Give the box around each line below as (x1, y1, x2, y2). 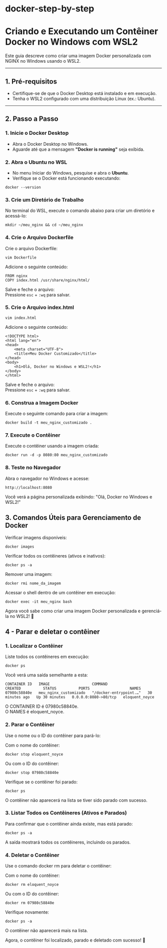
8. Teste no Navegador (5, 464, 61, 471)
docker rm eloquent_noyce (5, 882, 59, 887)
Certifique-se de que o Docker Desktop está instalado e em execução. (12, 90, 157, 96)
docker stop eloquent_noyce (5, 752, 64, 757)
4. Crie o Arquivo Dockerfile (5, 234, 74, 241)
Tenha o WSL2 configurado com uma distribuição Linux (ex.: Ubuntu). (12, 95, 156, 101)
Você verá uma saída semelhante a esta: (5, 672, 88, 678)
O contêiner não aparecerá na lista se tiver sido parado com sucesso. (5, 797, 148, 803)
